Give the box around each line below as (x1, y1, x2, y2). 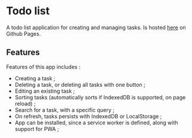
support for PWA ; (14, 125, 60, 132)
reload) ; (14, 100, 36, 107)
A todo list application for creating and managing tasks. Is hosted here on (6, 24, 186, 31)
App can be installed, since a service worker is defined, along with (14, 119, 178, 126)
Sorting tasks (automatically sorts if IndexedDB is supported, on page (14, 93, 186, 101)
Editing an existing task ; (14, 87, 75, 95)
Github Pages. (6, 30, 41, 37)
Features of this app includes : (6, 63, 80, 70)
